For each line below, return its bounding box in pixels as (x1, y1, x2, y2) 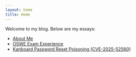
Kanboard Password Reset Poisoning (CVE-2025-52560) (12, 46, 131, 52)
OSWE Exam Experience (12, 40, 63, 46)
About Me (12, 35, 34, 41)
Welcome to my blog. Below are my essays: (5, 25, 96, 31)
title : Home (5, 12, 30, 17)
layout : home (5, 7, 33, 12)
